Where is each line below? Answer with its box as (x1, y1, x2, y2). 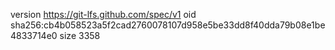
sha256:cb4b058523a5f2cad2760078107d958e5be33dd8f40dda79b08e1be (10, 19, 326, 31)
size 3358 (59, 30, 101, 41)
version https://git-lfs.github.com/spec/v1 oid (10, 9, 197, 20)
